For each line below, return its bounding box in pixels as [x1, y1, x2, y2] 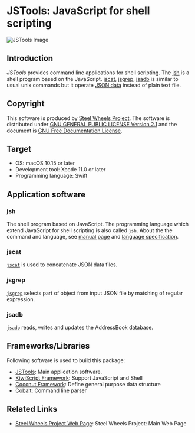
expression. [6, 295, 35, 302]
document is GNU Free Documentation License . [6, 127, 123, 134]
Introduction [6, 53, 54, 63]
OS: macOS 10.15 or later [15, 159, 75, 167]
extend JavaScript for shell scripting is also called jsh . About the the [6, 227, 173, 234]
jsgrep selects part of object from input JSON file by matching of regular [6, 289, 183, 297]
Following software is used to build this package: [6, 356, 125, 364]
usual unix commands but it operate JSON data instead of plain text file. [6, 82, 181, 89]
